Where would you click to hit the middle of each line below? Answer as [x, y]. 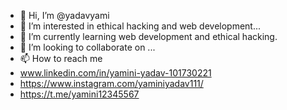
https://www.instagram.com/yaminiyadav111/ [111, 83]
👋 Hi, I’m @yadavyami [64, 15]
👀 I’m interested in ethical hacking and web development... [140, 26]
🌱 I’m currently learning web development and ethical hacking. [148, 36]
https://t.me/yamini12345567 [79, 94]
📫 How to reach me [61, 58]
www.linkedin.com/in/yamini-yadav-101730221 [115, 73]
